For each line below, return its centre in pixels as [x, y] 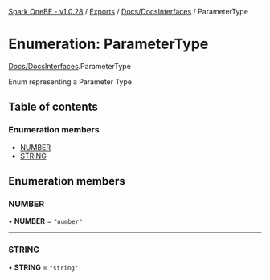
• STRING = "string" [43, 267]
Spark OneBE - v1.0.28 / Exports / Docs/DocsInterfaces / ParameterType [129, 12]
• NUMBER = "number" [45, 221]
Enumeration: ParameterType [108, 44]
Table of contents [53, 107]
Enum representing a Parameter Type [70, 81]
